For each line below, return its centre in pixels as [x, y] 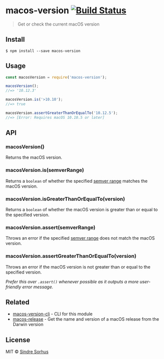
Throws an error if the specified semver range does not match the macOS [80, 238]
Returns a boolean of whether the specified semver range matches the [77, 181]
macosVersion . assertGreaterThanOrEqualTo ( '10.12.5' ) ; [62, 113]
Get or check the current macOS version [58, 24]
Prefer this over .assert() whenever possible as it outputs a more [72, 281]
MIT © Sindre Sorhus [27, 352]
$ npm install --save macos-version [43, 51]
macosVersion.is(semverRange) [45, 170]
